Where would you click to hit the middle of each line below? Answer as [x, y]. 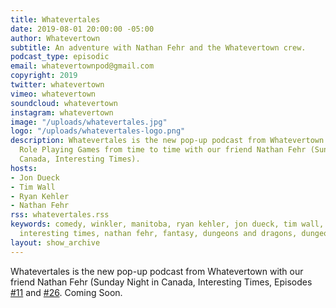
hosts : [24, 168]
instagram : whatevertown [62, 112]
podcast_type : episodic [60, 57]
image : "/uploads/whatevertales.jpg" [89, 122]
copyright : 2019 [44, 76]
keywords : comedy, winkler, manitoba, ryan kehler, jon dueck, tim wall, [167, 224]
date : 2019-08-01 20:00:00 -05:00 [82, 29]
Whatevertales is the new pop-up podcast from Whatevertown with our [157, 271]
